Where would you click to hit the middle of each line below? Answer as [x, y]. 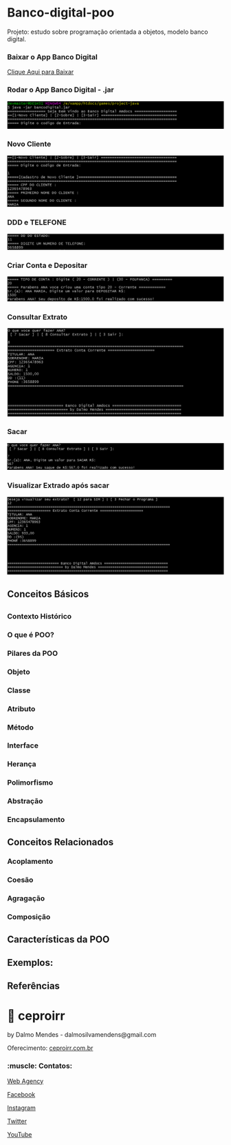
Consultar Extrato [37, 317]
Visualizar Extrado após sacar [58, 486]
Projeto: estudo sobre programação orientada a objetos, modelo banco [108, 32]
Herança [22, 764]
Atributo [21, 709]
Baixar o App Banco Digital [52, 56]
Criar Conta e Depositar [47, 265]
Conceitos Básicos [48, 594]
